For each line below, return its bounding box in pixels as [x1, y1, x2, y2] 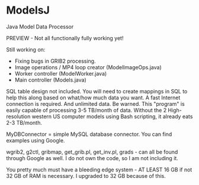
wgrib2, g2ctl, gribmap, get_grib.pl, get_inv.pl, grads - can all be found [6, 148, 178, 155]
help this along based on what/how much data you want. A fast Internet [6, 94, 181, 101]
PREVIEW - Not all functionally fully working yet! [6, 34, 124, 41]
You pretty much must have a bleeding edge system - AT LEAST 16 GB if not [6, 166, 192, 173]
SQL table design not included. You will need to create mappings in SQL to [6, 87, 188, 95]
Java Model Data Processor [6, 23, 74, 30]
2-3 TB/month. [6, 119, 43, 126]
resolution [6, 113, 31, 120]
